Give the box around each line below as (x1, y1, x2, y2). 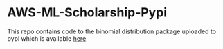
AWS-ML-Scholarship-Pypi (7, 5, 168, 20)
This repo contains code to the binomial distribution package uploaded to (7, 27, 217, 35)
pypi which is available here (7, 34, 87, 42)
